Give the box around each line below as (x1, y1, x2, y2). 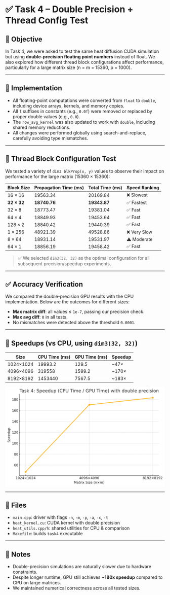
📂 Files (5, 501, 27, 509)
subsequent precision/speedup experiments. (17, 260, 111, 267)
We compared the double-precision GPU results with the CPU (5, 293, 134, 300)
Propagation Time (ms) (34, 185, 84, 191)
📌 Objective (5, 34, 42, 44)
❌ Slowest (126, 192, 148, 198)
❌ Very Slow (126, 229, 153, 235)
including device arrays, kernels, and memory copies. (12, 102, 125, 109)
